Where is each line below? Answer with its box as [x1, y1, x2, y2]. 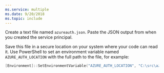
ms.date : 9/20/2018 [5, 12, 45, 16]
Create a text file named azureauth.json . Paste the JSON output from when [5, 29, 157, 35]
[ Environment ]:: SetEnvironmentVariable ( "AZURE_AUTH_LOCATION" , [5, 63, 137, 68]
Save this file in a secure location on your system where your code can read [5, 44, 158, 50]
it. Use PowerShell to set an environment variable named [5, 49, 119, 55]
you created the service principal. [5, 34, 73, 40]
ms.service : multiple [5, 7, 49, 12]
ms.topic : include [5, 16, 42, 21]
